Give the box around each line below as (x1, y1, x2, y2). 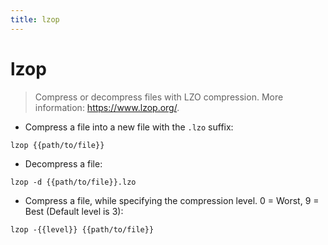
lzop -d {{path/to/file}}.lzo (10, 177, 137, 187)
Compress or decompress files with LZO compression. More (34, 91, 284, 103)
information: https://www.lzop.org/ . (34, 101, 180, 113)
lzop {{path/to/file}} (10, 140, 105, 150)
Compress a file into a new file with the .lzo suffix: (24, 121, 234, 133)
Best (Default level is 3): (24, 205, 124, 217)
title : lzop (10, 14, 60, 25)
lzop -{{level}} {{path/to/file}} (10, 224, 155, 235)
